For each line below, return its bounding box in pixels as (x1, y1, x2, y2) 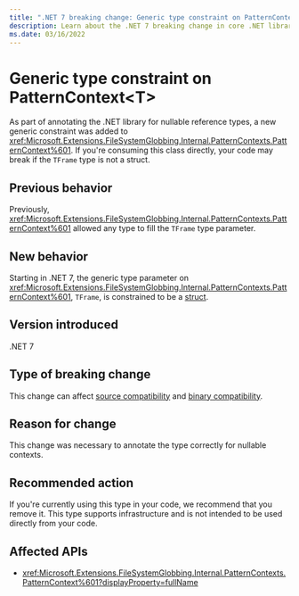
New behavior (9, 249, 89, 264)
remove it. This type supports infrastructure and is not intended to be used (9, 509, 283, 519)
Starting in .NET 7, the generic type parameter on (9, 272, 190, 283)
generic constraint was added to (9, 126, 129, 137)
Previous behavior (9, 180, 113, 195)
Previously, (9, 204, 50, 215)
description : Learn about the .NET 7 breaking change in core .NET (9, 21, 265, 30)
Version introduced (9, 318, 118, 333)
